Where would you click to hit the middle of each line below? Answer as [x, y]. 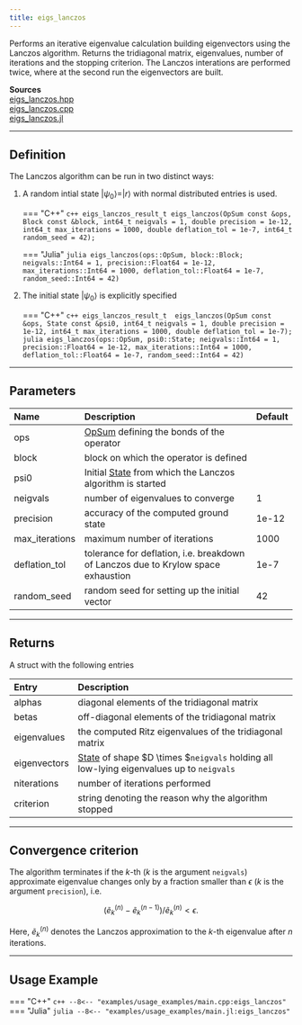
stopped [95, 809]
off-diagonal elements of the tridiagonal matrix [177, 716]
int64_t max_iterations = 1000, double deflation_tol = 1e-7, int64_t [157, 230]
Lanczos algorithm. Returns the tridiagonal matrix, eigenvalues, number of [147, 53]
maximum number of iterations [149, 538]
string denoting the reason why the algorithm [173, 797]
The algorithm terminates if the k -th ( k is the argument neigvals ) [129, 872]
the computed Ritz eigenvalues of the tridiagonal [180, 732]
